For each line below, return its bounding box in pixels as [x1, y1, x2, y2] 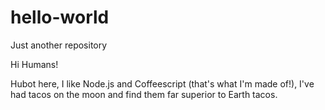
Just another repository [10, 39, 108, 51]
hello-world [10, 6, 110, 29]
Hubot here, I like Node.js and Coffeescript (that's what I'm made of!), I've [10, 77, 315, 90]
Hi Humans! [10, 58, 59, 70]
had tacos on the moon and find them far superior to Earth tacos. [10, 88, 278, 100]
